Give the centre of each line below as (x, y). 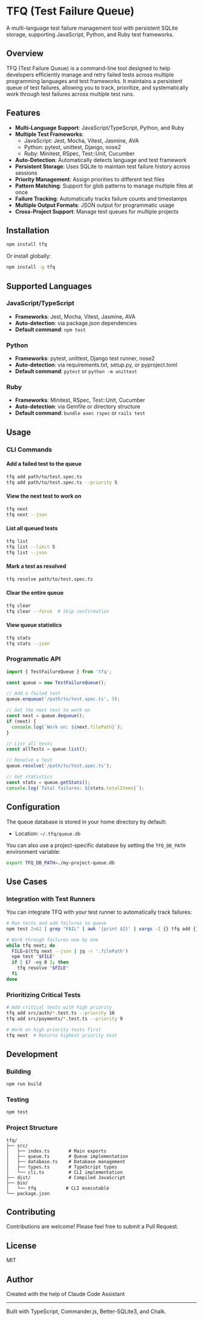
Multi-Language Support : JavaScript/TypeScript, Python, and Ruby (99, 127)
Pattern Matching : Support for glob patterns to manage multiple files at (104, 186)
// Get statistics (29, 777)
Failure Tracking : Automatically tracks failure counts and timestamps (101, 198)
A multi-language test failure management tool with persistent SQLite (92, 28)
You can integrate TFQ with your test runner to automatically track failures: (99, 912)
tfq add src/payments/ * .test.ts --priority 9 (64, 1019)
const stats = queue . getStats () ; (48, 782)
